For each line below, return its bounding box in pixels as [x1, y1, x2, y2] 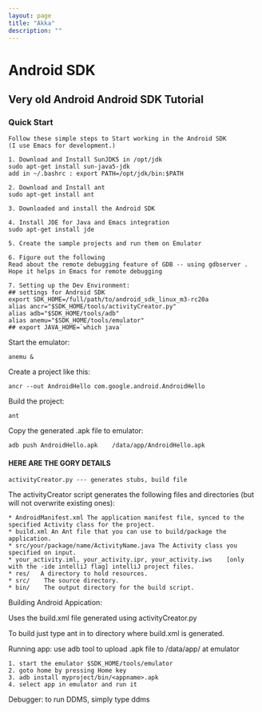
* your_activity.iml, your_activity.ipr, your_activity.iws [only [8, 556, 245, 564]
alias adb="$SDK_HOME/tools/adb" [8, 309, 120, 318]
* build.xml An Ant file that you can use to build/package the [8, 528, 227, 536]
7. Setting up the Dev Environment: [8, 281, 130, 290]
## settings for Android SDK [8, 288, 105, 296]
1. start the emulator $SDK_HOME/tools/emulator [8, 660, 173, 668]
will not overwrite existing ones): [8, 499, 116, 508]
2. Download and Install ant [8, 184, 105, 192]
